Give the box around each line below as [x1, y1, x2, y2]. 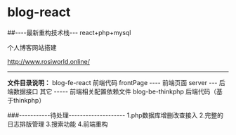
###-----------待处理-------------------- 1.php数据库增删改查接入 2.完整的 [7, 110, 223, 120]
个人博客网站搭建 [7, 43, 57, 51]
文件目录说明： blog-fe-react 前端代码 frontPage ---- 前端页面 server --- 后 [7, 78, 226, 86]
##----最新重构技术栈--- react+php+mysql [7, 28, 131, 37]
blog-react [7, 4, 71, 20]
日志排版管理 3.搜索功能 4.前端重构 [7, 120, 108, 128]
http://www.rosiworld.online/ [7, 57, 90, 65]
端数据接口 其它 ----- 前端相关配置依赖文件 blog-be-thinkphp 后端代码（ [7, 87, 217, 96]
